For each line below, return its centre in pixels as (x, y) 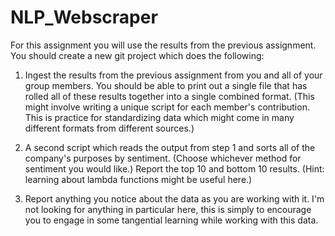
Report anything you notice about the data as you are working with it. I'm (174, 198)
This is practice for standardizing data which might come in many (159, 117)
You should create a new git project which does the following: (137, 55)
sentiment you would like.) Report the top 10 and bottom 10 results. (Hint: (174, 168)
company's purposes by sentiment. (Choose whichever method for (163, 158)
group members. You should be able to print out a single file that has (166, 85)
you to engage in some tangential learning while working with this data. (171, 220)
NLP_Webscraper (84, 17)
